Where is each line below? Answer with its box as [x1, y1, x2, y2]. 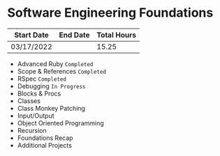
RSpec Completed [17, 75, 66, 83]
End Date [59, 30, 90, 40]
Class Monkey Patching [17, 104, 86, 112]
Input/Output [17, 111, 54, 120]
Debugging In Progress [17, 81, 86, 90]
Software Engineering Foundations [7, 5, 214, 21]
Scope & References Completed [17, 67, 107, 75]
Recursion [17, 126, 47, 134]
